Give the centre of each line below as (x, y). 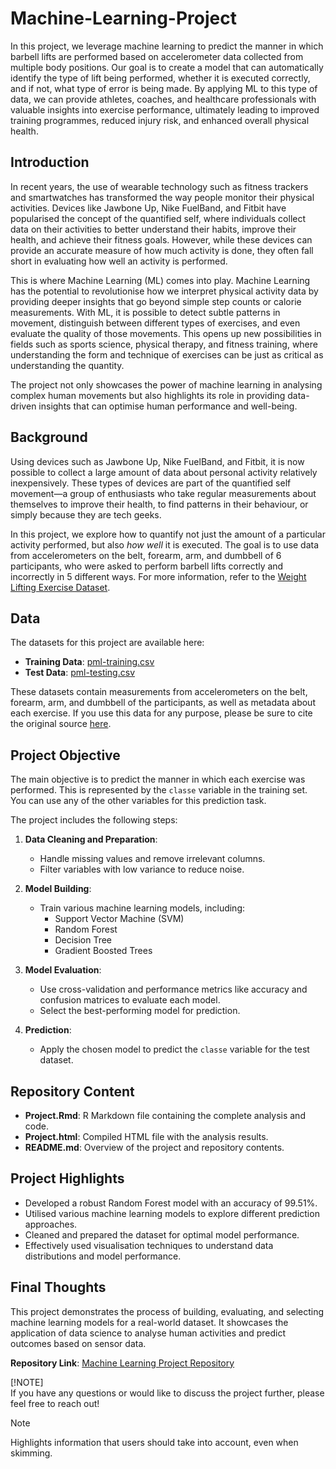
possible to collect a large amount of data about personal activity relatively (164, 472)
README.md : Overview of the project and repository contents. (154, 1147)
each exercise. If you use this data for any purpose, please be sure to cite (161, 713)
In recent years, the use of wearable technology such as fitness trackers (159, 186)
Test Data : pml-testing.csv (79, 673)
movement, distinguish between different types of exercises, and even (155, 323)
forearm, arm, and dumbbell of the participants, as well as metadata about (163, 703)
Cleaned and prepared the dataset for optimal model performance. (162, 1234)
